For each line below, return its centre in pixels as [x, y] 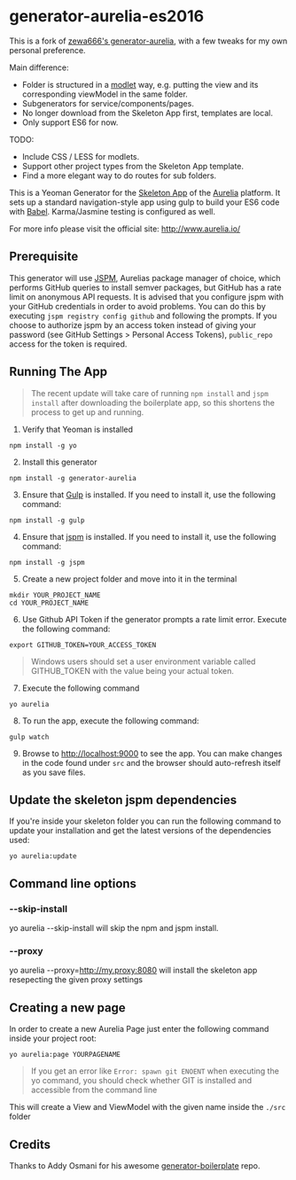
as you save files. [54, 772]
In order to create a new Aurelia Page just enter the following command [139, 1029]
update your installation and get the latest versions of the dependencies [140, 831]
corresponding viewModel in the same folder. [105, 94]
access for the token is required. [68, 344]
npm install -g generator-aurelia [73, 478]
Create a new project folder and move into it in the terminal [129, 579]
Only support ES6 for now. [70, 122]
